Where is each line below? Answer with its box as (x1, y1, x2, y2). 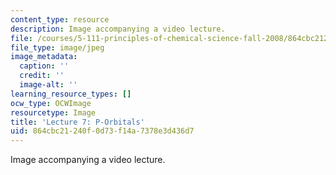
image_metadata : (10, 52, 78, 62)
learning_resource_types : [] (10, 89, 132, 99)
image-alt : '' (19, 80, 78, 90)
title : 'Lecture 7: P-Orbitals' (10, 117, 145, 127)
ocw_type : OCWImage (10, 98, 92, 108)
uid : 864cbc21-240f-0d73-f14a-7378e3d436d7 (10, 126, 195, 136)
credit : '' (19, 71, 65, 81)
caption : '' (19, 61, 70, 71)
